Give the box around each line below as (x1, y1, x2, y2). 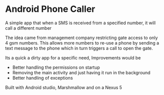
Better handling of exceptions (12, 75, 73, 81)
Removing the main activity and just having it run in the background (12, 69, 151, 75)
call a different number (5, 25, 52, 31)
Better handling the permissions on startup (12, 64, 100, 70)
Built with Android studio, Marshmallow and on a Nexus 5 (5, 84, 122, 90)
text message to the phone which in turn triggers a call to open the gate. (5, 45, 153, 51)
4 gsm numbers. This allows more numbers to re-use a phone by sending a (5, 40, 160, 46)
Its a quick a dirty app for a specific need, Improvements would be (5, 54, 141, 60)
